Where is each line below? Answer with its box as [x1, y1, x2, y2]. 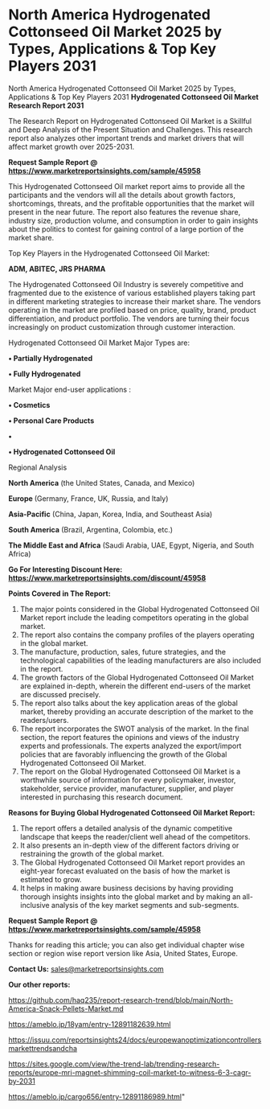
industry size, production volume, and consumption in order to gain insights [8, 216, 259, 225]
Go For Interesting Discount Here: [8, 565, 123, 574]
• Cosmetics [8, 400, 51, 409]
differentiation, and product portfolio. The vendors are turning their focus [8, 314, 250, 323]
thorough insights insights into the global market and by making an [19, 891, 241, 902]
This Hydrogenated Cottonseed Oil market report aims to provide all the [8, 181, 245, 191]
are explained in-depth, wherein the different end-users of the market [19, 681, 251, 691]
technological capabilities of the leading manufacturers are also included [19, 655, 261, 665]
